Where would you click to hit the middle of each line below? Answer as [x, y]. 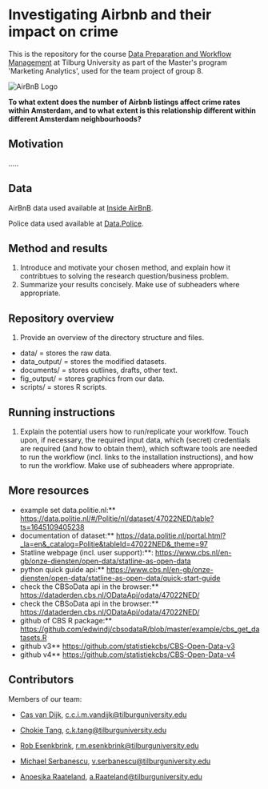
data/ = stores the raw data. [66, 353]
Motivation [36, 144]
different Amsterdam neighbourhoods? [75, 118]
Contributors [41, 680]
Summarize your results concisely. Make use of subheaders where [130, 285]
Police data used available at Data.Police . [76, 223]
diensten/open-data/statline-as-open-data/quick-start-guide [120, 578]
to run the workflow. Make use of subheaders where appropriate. [127, 465]
